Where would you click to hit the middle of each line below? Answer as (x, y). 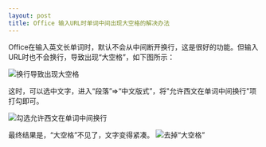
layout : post (30, 16)
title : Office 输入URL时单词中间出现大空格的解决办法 (89, 23)
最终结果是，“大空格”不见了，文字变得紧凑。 (81, 135)
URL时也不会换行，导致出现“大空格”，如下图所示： (92, 57)
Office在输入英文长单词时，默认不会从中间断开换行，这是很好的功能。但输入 (133, 47)
